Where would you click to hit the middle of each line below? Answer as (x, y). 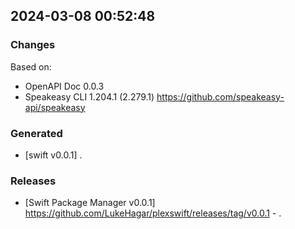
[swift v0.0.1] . (53, 155)
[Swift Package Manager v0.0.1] (90, 203)
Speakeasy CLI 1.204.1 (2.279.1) (89, 96)
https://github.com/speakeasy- (220, 96)
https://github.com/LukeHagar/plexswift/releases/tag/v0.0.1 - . (153, 213)
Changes (33, 45)
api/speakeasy (55, 107)
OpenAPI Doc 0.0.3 (64, 86)
